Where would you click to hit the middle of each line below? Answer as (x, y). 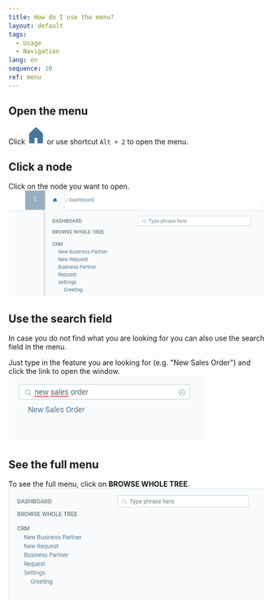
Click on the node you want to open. (69, 186)
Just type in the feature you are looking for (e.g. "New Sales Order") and (130, 363)
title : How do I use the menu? (61, 17)
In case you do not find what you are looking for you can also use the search (136, 338)
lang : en (23, 60)
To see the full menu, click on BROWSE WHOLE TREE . (99, 484)
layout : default (36, 26)
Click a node (41, 167)
